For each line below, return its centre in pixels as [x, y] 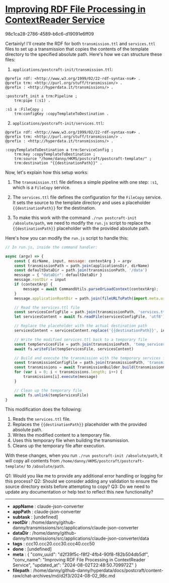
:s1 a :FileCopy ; [24, 109]
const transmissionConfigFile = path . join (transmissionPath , [79, 363]
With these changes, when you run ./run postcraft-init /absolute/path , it [84, 455]
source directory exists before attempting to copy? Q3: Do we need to [77, 487]
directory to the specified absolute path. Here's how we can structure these [84, 54]
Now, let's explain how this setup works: [47, 172]
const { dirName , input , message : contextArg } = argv [73, 261]
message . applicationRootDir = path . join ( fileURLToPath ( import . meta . [88, 298]
